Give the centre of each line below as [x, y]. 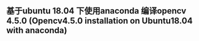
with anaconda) [37, 30]
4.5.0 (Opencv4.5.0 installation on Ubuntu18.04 [99, 21]
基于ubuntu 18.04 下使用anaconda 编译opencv [96, 11]
